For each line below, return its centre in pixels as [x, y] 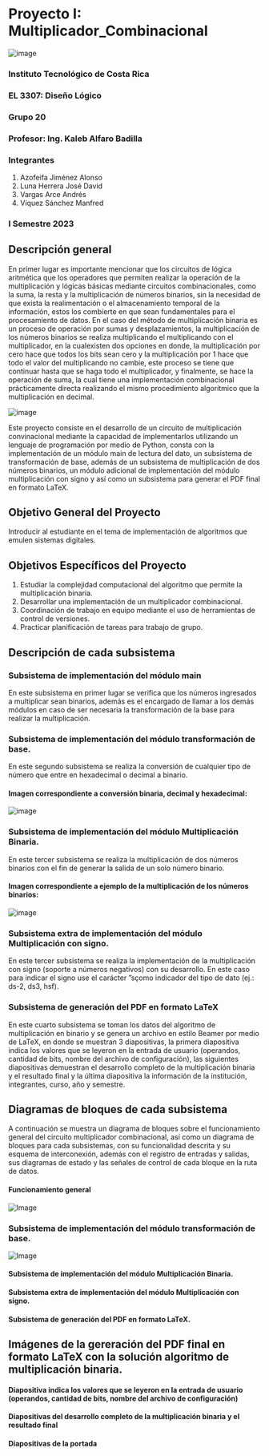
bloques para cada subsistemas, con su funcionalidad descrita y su [119, 1146]
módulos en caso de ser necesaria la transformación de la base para [121, 709]
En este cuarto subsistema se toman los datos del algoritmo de [112, 1024]
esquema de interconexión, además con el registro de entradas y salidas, [129, 1154]
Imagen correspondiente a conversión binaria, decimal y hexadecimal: [128, 793]
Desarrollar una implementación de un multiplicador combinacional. [131, 602]
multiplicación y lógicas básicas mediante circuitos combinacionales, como [132, 286]
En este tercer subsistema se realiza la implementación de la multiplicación [132, 961]
